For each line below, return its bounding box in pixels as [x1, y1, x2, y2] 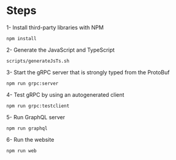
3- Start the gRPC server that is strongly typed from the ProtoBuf [6, 68, 170, 76]
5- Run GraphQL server [6, 113, 65, 120]
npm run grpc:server [6, 80, 59, 86]
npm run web [6, 147, 37, 154]
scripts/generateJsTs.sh [6, 58, 70, 64]
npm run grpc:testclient [6, 103, 70, 109]
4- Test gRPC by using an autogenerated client [6, 91, 125, 98]
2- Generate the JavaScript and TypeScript [6, 46, 115, 54]
